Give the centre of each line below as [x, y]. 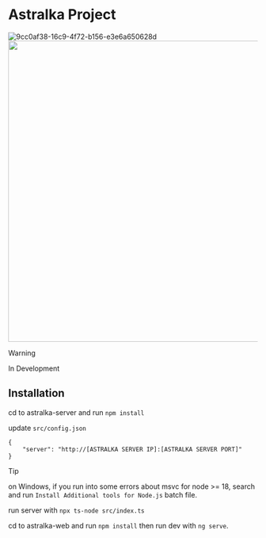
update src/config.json [47, 428]
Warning [22, 353]
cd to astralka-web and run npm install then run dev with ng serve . [118, 525]
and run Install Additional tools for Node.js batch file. [103, 494]
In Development [34, 368]
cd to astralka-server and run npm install [76, 412]
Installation [36, 393]
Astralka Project [62, 15]
